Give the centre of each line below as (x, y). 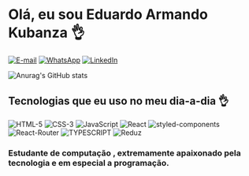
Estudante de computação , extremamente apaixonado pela (125, 153)
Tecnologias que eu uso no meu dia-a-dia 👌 (119, 101)
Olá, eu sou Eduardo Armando (108, 15)
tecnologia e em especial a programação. (89, 163)
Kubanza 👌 (46, 33)
